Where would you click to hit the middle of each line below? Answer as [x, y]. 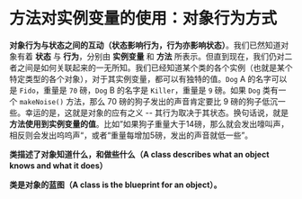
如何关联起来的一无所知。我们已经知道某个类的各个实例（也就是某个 [166, 68]
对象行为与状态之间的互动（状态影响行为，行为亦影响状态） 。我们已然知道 [145, 45]
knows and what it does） [58, 165]
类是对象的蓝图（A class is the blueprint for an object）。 [115, 185]
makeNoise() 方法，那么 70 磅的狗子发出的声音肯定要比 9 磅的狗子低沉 [149, 101]
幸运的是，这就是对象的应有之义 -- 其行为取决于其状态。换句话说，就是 [157, 113]
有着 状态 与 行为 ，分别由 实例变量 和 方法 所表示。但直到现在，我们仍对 [151, 56]
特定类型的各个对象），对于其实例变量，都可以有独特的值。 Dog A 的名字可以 [148, 78]
